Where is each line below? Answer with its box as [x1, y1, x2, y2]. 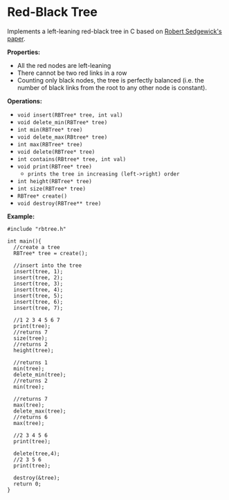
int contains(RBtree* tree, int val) [17, 155, 127, 163]
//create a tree [13, 243, 60, 250]
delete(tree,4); [13, 450, 60, 457]
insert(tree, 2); [13, 274, 64, 281]
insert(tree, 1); [13, 268, 64, 275]
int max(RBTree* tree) [17, 141, 83, 148]
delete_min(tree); [13, 371, 67, 378]
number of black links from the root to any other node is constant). [17, 83, 208, 92]
